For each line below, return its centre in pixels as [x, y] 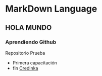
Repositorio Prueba [25, 53]
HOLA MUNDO [29, 28]
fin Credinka [25, 68]
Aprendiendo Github [31, 42]
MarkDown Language [51, 9]
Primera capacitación [35, 63]
